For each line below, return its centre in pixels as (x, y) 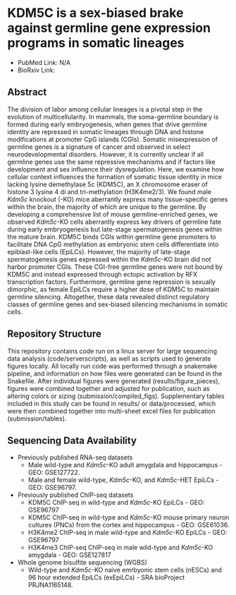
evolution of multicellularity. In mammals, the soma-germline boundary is (113, 116)
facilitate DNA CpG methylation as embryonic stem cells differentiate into (113, 244)
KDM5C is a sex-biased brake (95, 13)
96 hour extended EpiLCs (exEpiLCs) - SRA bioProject (106, 577)
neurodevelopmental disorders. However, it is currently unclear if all (106, 154)
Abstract (27, 92)
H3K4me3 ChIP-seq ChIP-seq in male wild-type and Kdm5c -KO (120, 548)
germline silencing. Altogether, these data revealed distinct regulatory (108, 296)
